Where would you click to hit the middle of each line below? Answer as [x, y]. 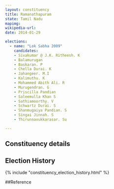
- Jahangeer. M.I [32, 74]
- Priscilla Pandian [35, 92]
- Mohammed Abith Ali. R [39, 83]
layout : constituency [27, 10]
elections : [16, 42]
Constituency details [38, 144]
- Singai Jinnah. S [34, 115]
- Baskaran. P [28, 65]
